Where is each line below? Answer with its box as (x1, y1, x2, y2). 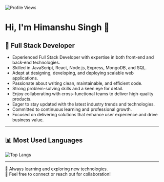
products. (12, 96, 32, 102)
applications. (12, 75, 38, 81)
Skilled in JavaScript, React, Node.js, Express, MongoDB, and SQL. (12, 65, 147, 71)
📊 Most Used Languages (5, 136, 83, 145)
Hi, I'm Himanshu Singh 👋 (5, 22, 110, 33)
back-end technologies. (12, 59, 60, 65)
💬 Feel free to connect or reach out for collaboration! (5, 171, 111, 177)
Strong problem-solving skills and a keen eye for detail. (12, 86, 123, 91)
